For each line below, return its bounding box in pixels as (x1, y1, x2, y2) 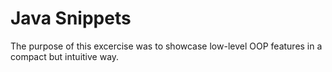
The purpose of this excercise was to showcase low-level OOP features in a (10, 40, 323, 52)
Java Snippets (10, 7, 132, 30)
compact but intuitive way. (10, 50, 120, 62)
